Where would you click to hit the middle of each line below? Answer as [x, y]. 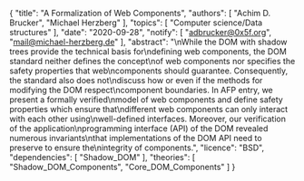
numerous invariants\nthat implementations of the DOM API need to [136, 138]
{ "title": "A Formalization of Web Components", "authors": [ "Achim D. [140, 13]
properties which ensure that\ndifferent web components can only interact [149, 109]
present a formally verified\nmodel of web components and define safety [146, 100]
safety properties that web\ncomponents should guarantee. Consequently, [149, 71]
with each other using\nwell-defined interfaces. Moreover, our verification [147, 119]
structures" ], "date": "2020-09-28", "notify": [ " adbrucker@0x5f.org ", [141, 32]
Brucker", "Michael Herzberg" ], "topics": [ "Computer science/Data [136, 23]
